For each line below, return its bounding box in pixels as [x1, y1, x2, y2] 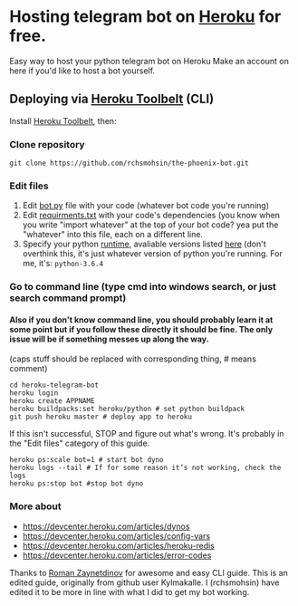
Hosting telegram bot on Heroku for [9, 6, 282, 27]
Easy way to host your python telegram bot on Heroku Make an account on [9, 55, 290, 66]
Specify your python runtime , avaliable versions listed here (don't [22, 238, 267, 250]
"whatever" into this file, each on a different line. [22, 229, 204, 240]
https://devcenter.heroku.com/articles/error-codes [22, 550, 212, 561]
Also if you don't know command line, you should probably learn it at [9, 314, 274, 325]
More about [9, 500, 62, 513]
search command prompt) [9, 292, 127, 304]
